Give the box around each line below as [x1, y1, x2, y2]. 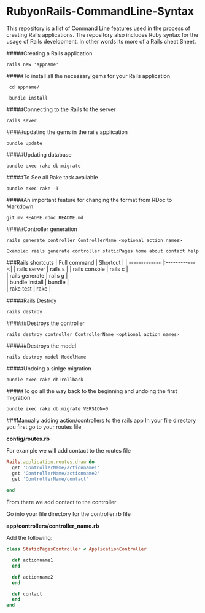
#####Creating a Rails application [6, 49, 93, 57]
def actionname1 [12, 557, 53, 563]
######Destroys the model [6, 342, 77, 349]
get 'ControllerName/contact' [12, 476, 89, 482]
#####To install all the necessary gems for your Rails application [6, 72, 171, 79]
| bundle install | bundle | [6, 278, 69, 286]
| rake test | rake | [6, 284, 51, 292]
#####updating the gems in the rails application [6, 128, 128, 136]
